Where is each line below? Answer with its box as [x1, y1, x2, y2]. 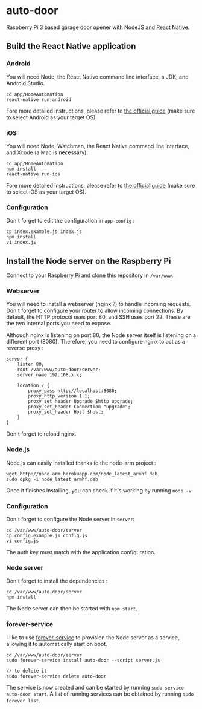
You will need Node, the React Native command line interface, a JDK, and [6, 73, 189, 80]
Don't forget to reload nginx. [6, 430, 77, 437]
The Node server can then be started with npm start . [6, 605, 137, 612]
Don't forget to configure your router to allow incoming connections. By [6, 307, 184, 315]
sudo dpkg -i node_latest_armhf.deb [6, 476, 98, 482]
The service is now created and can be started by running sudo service [6, 684, 184, 691]
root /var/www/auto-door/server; [17, 367, 101, 373]
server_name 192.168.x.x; [17, 372, 83, 378]
